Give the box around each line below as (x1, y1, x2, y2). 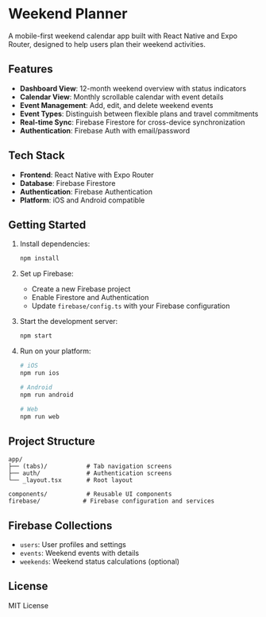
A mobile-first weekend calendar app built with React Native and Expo (8, 31, 238, 40)
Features (8, 63, 53, 76)
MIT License (8, 600, 49, 610)
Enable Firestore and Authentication (31, 293, 149, 303)
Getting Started (8, 218, 87, 231)
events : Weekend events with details (19, 549, 140, 557)
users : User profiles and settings (19, 540, 127, 549)
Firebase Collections (8, 519, 113, 532)
